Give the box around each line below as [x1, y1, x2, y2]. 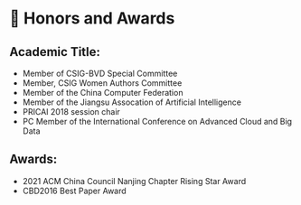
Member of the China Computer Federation [22, 88, 183, 98]
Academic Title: [9, 44, 101, 60]
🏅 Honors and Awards [9, 8, 175, 29]
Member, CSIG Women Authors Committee [22, 78, 183, 89]
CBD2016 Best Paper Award [22, 185, 127, 196]
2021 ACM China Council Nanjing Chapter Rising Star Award [22, 175, 247, 186]
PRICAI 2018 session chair [22, 107, 120, 116]
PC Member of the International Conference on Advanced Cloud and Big [22, 116, 292, 126]
